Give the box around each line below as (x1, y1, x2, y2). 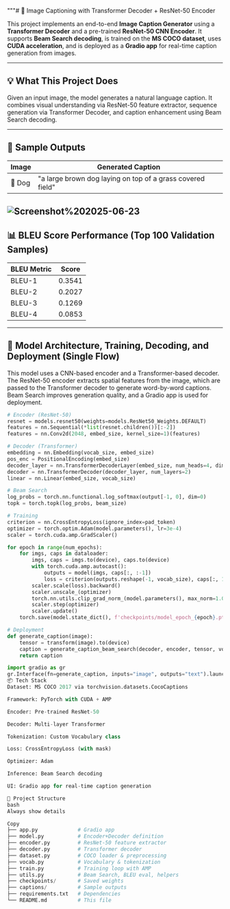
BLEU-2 (10, 287, 38, 297)
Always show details (7, 807, 66, 815)
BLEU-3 (10, 298, 38, 308)
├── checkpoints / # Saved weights (7, 877, 125, 885)
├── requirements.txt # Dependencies (7, 890, 121, 897)
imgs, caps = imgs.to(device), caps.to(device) (31, 557, 170, 564)
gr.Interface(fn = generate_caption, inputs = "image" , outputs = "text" (7, 671, 204, 678)
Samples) (7, 244, 49, 255)
